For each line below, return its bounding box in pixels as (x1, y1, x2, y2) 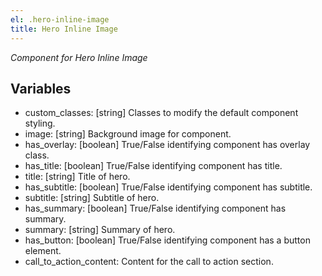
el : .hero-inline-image (10, 14, 110, 25)
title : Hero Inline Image (10, 24, 118, 34)
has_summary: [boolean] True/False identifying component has (24, 202, 287, 215)
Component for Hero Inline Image (10, 51, 148, 63)
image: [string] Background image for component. (24, 128, 232, 140)
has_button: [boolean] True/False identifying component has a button (24, 234, 311, 246)
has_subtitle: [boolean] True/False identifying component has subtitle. (24, 181, 313, 193)
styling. (24, 117, 56, 130)
